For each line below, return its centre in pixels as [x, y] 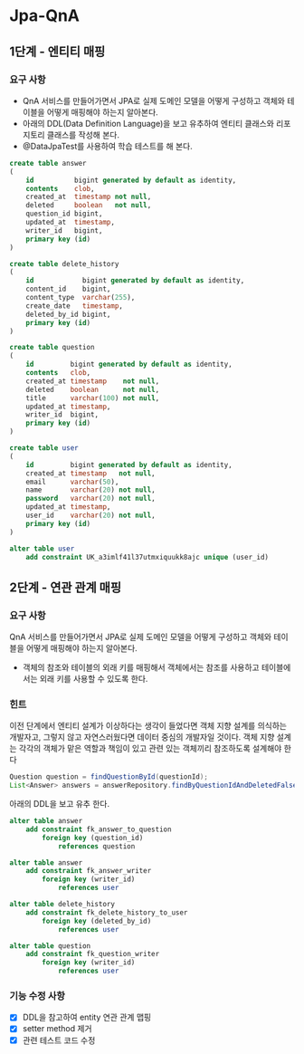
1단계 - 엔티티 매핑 [57, 51]
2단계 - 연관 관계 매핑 [66, 587]
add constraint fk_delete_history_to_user [107, 912]
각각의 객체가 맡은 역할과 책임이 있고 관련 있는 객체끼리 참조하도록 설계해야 [150, 749]
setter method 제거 [57, 1029]
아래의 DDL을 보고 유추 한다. [60, 804]
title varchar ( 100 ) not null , [93, 398]
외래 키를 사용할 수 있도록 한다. [94, 679]
